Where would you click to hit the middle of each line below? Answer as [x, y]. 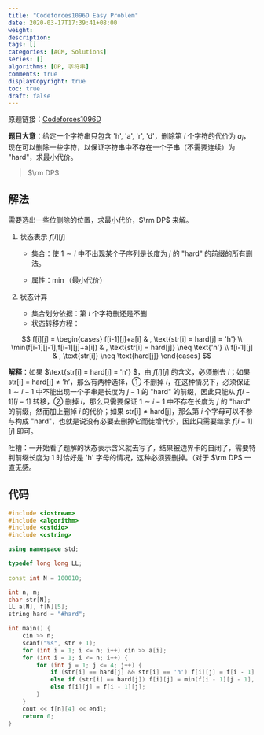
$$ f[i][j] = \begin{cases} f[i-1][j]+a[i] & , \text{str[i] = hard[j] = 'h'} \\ [132, 338]
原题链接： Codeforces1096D [55, 120]
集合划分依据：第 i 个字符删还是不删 [89, 313]
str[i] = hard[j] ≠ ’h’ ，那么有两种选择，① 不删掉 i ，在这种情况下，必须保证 [129, 382]
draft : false [29, 96]
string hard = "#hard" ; [47, 615]
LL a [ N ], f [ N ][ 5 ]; [38, 607]
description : [29, 37]
